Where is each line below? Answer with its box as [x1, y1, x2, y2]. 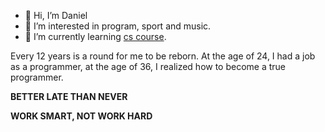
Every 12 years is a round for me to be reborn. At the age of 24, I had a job [10, 50, 316, 62]
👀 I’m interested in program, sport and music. [24, 20, 212, 32]
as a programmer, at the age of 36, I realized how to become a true [10, 61, 287, 72]
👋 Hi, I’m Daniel [24, 10, 88, 21]
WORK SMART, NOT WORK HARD [10, 110, 153, 122]
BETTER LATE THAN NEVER [10, 91, 128, 102]
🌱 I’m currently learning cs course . [24, 31, 167, 42]
